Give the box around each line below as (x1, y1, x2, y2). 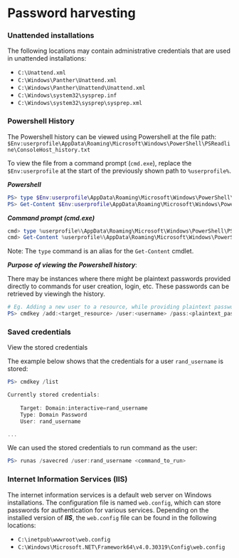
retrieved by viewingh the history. (7, 290, 105, 298)
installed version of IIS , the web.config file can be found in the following (7, 513, 217, 522)
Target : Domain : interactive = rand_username (20, 405, 148, 412)
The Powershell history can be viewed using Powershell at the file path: (7, 132, 217, 141)
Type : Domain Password (20, 411, 87, 418)
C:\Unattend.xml (17, 69, 66, 76)
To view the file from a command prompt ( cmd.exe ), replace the (7, 158, 192, 167)
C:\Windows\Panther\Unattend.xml (17, 77, 117, 84)
